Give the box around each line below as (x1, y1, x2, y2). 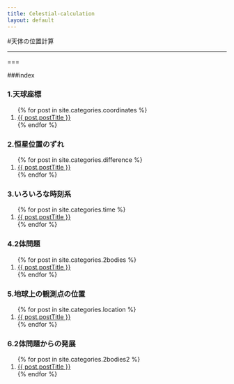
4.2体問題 (7, 239, 40, 249)
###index (7, 71, 35, 79)
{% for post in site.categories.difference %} (17, 156, 143, 164)
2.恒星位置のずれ (7, 139, 65, 149)
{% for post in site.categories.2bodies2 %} (17, 355, 141, 364)
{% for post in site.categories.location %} (17, 305, 136, 313)
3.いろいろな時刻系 (7, 189, 72, 199)
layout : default (7, 17, 54, 24)
